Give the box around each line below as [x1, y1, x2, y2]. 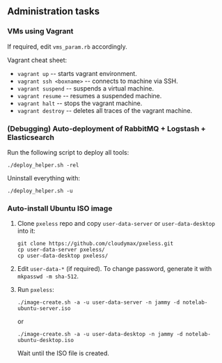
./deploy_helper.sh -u [7, 187, 73, 194]
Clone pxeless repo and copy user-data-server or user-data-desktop [17, 219, 216, 228]
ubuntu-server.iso [17, 305, 71, 312]
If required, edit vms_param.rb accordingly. [7, 42, 127, 51]
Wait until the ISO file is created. [17, 349, 110, 357]
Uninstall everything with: [7, 173, 80, 182]
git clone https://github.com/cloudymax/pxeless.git [17, 240, 174, 247]
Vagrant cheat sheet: [7, 56, 68, 64]
